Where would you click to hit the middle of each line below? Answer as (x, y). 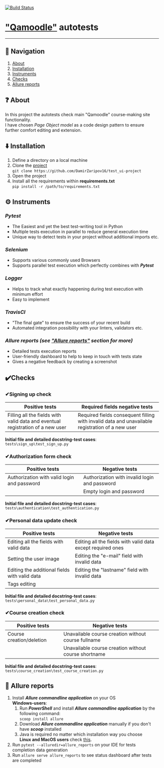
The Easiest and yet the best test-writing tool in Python (67, 227)
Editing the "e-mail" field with (109, 556)
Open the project (29, 176)
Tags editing (22, 584)
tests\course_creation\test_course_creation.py (54, 671)
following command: (40, 713)
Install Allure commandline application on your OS (64, 698)
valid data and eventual (34, 421)
